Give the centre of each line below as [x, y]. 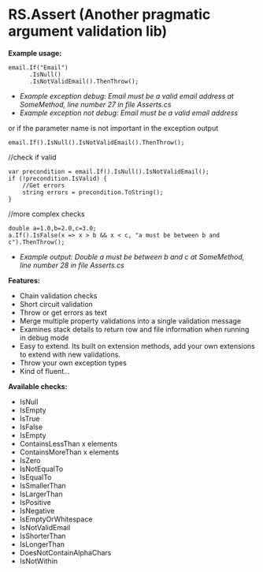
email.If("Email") [38, 67]
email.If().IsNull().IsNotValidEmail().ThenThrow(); [96, 142]
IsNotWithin [39, 561]
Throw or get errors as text [63, 312]
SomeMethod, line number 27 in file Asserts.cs [95, 104]
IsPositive [35, 502]
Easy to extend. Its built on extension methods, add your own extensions [137, 346]
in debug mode [44, 338]
